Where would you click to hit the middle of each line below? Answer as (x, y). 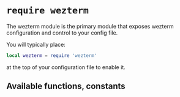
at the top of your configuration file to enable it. (66, 67)
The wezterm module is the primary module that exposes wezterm (90, 26)
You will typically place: (36, 44)
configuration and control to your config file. (62, 33)
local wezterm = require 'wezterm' (52, 55)
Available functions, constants (66, 86)
